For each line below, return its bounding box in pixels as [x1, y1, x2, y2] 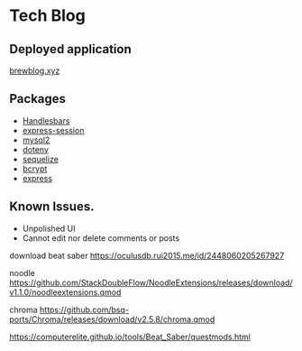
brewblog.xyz [9, 65, 60, 76]
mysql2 [22, 134, 50, 145]
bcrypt [22, 163, 48, 174]
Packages [9, 91, 66, 106]
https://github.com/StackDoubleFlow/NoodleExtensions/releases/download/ [9, 277, 293, 288]
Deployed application [9, 42, 133, 57]
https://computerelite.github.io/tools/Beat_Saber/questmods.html [9, 331, 251, 342]
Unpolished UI [22, 223, 76, 234]
